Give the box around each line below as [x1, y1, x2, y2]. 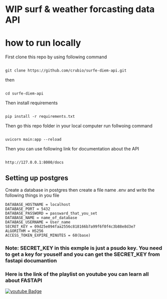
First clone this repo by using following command [5, 54, 107, 60]
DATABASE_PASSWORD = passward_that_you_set [5, 210, 98, 216]
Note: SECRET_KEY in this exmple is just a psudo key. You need [5, 244, 162, 251]
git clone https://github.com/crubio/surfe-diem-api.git [5, 68, 127, 73]
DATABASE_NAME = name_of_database [5, 215, 78, 220]
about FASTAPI [5, 277, 43, 284]
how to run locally [5, 37, 81, 49]
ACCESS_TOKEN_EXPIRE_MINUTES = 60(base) [5, 233, 91, 238]
